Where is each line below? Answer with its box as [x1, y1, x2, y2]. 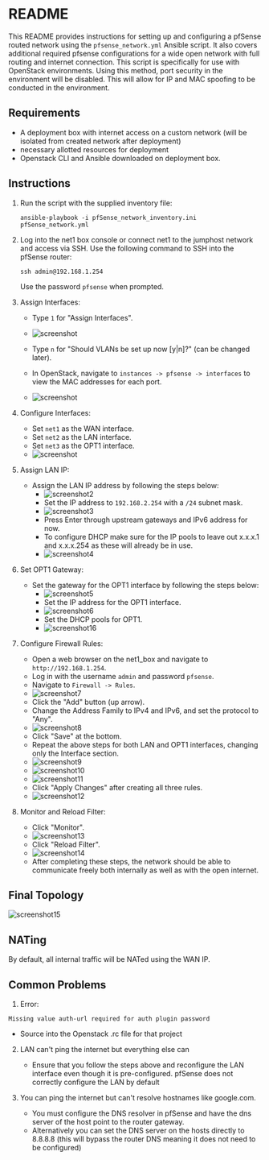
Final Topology [8, 888, 84, 902]
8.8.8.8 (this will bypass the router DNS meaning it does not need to [31, 1134, 256, 1144]
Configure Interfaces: [19, 408, 91, 417]
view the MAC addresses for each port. [31, 376, 162, 387]
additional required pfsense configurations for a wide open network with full [8, 48, 260, 58]
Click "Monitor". [31, 822, 84, 832]
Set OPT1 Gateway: [19, 565, 84, 574]
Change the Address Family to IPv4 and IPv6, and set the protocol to [31, 706, 259, 715]
